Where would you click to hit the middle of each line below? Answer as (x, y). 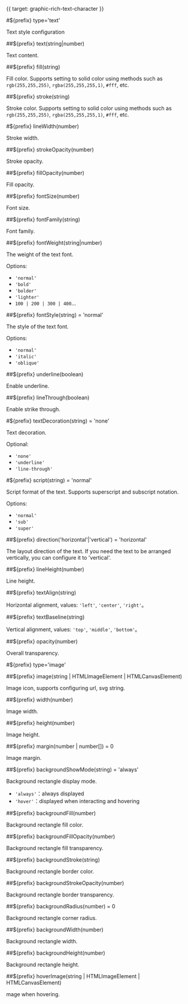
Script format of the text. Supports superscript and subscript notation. (93, 492)
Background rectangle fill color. (45, 825)
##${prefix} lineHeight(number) (46, 569)
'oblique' (27, 363)
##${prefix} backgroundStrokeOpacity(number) (65, 883)
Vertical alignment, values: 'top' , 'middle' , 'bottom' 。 (73, 629)
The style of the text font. (37, 326)
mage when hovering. (33, 994)
